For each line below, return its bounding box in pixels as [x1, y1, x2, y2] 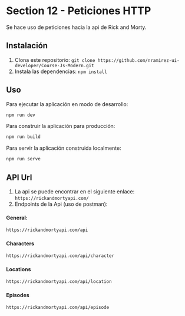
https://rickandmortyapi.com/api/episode [6, 305, 110, 311]
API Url [6, 172, 32, 182]
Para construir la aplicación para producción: [6, 123, 115, 130]
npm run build [6, 134, 41, 140]
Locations [6, 265, 31, 272]
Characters [6, 240, 34, 247]
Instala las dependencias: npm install [14, 68, 107, 75]
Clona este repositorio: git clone [14, 56, 95, 63]
